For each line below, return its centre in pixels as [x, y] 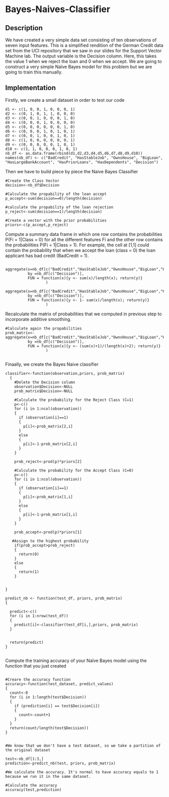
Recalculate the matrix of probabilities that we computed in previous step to [83, 314]
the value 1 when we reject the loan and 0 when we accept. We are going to [83, 61]
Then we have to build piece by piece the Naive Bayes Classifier [72, 171]
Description [24, 28]
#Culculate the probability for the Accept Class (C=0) [74, 470]
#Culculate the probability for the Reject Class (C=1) [74, 400]
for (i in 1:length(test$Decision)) [48, 697]
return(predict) [27, 642]
